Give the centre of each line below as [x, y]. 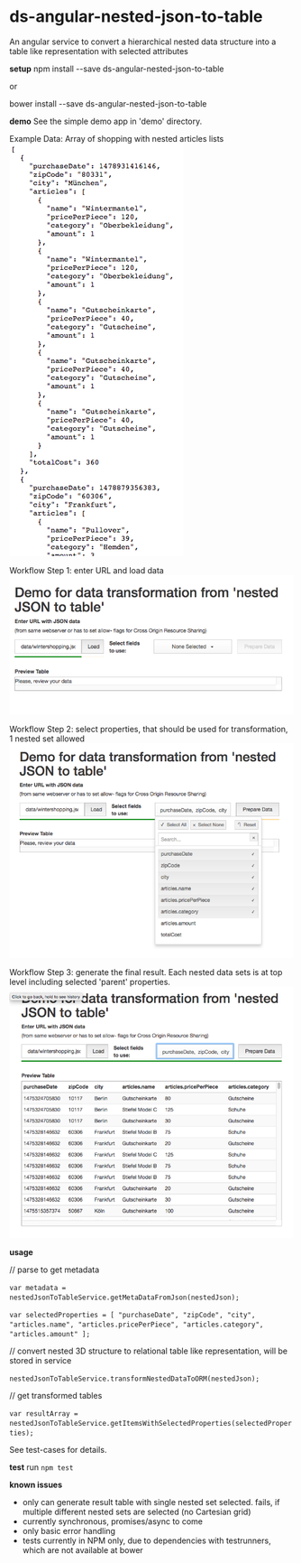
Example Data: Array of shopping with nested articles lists [117, 138]
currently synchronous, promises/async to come [112, 1521]
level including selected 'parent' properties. [90, 982]
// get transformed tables [56, 1395]
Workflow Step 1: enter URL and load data [87, 570]
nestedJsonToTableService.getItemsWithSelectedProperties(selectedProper [151, 1423]
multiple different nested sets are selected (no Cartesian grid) [137, 1512]
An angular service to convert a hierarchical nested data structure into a [143, 42]
